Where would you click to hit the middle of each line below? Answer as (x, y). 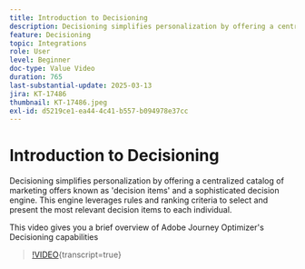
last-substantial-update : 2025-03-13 (81, 85)
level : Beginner (40, 60)
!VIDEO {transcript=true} (77, 254)
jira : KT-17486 (38, 94)
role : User (30, 52)
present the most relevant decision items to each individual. (121, 210)
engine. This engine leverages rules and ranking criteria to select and (139, 200)
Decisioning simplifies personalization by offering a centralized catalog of (147, 181)
